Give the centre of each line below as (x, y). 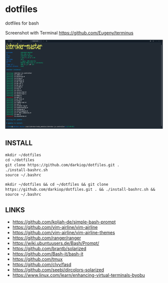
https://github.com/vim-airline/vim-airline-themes (63, 233)
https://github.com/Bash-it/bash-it (48, 254)
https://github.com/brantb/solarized (49, 248)
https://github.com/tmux (37, 259)
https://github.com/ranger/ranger (47, 238)
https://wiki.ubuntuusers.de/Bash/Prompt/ (56, 243)
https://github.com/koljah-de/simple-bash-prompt (64, 222)
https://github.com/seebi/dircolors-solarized (58, 270)
